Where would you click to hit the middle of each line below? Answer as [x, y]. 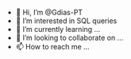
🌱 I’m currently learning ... [58, 29]
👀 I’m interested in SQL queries [66, 21]
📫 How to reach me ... [52, 47]
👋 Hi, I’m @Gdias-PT [49, 12]
